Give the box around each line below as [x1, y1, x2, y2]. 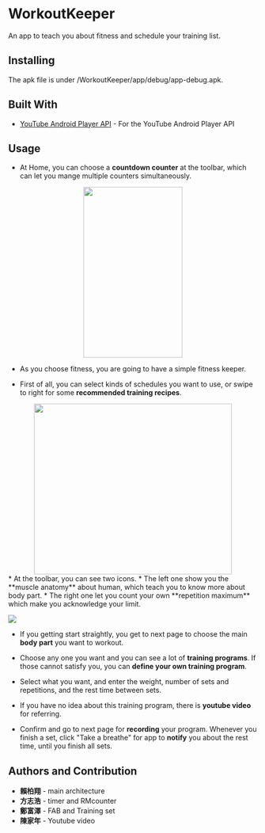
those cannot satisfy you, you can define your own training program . [19, 662, 248, 671]
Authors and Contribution [8, 764, 138, 778]
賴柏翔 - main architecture [19, 786, 105, 796]
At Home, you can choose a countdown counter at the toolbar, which [19, 163, 247, 173]
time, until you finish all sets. [19, 741, 113, 751]
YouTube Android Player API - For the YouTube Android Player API [19, 119, 235, 128]
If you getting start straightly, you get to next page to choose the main [19, 630, 248, 639]
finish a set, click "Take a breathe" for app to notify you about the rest [19, 733, 248, 743]
